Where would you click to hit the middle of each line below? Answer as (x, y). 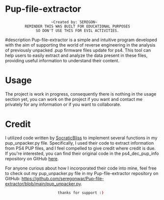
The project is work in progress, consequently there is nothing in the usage (81, 94)
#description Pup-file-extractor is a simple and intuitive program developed (81, 40)
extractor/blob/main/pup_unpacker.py (43, 184)
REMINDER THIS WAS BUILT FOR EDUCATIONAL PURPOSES (78, 26)
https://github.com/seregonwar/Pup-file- (63, 178)
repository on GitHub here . (32, 158)
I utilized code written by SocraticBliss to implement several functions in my (81, 138)
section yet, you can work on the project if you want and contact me (74, 99)
